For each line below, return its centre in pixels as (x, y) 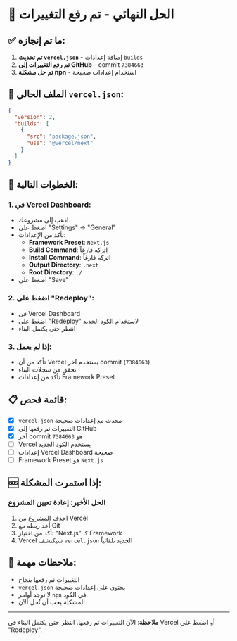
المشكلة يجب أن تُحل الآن (51, 602)
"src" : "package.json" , (62, 137)
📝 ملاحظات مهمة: (42, 563)
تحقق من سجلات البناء (47, 369)
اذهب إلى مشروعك (43, 220)
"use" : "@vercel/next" (60, 144)
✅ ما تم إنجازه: (37, 40)
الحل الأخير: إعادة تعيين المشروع (57, 502)
